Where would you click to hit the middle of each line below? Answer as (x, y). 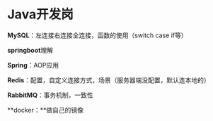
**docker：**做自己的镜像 (45, 110)
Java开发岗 (40, 14)
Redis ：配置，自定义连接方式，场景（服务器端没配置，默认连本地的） (109, 80)
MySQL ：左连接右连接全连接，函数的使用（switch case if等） (97, 35)
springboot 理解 (30, 50)
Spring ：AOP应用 (33, 65)
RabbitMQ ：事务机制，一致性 (50, 95)
